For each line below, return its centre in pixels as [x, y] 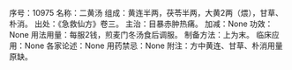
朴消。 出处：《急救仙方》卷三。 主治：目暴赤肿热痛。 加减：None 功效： [141, 24]
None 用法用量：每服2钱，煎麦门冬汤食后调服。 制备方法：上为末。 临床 [140, 35]
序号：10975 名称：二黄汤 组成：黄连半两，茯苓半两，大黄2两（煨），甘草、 [146, 13]
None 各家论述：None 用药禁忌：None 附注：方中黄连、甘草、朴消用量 [153, 45]
